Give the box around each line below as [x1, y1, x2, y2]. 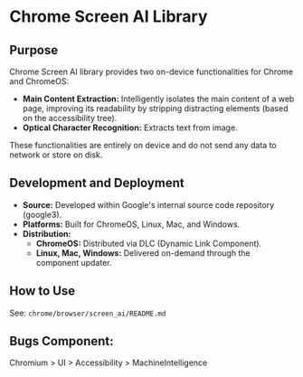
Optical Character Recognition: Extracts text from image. [22, 122, 238, 133]
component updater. [35, 257, 112, 268]
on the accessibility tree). [22, 113, 118, 123]
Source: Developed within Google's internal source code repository [22, 199, 275, 210]
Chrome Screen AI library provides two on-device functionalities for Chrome [9, 66, 294, 77]
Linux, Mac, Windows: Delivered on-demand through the [35, 247, 251, 259]
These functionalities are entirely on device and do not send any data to [9, 140, 278, 150]
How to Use [9, 283, 76, 299]
